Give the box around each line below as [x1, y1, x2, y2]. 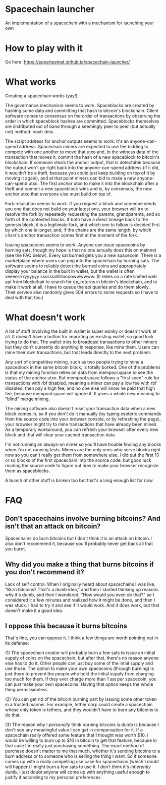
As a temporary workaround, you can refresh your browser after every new [5, 426, 159, 432]
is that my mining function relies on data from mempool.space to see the [5, 369, 153, 375]
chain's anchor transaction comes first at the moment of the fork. [5, 232, 139, 238]
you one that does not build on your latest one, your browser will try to [5, 206, 149, 212]
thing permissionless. [5, 687, 49, 693]
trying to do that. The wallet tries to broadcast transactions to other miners [5, 339, 158, 345]
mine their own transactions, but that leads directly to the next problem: [5, 349, 151, 355]
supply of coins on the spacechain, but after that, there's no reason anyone [5, 655, 159, 661]
